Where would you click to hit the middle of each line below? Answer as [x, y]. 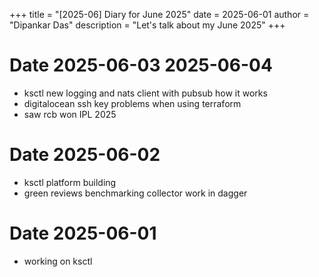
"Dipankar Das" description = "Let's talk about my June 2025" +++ [147, 25]
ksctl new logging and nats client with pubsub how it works [145, 93]
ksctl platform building [70, 182]
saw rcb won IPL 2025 [70, 114]
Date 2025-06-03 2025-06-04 [141, 65]
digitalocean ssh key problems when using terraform [132, 103]
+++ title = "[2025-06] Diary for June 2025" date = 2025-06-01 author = [159, 14]
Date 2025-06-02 [85, 155]
